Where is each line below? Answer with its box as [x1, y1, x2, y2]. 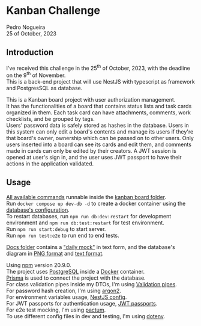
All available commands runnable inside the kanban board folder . [6, 193, 167, 200]
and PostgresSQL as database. [6, 85, 83, 92]
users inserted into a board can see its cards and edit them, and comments [6, 141, 192, 148]
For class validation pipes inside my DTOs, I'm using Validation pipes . [6, 280, 177, 288]
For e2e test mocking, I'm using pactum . [6, 306, 106, 313]
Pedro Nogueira [6, 23, 46, 31]
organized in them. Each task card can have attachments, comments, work [6, 109, 191, 116]
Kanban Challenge [6, 4, 101, 17]
